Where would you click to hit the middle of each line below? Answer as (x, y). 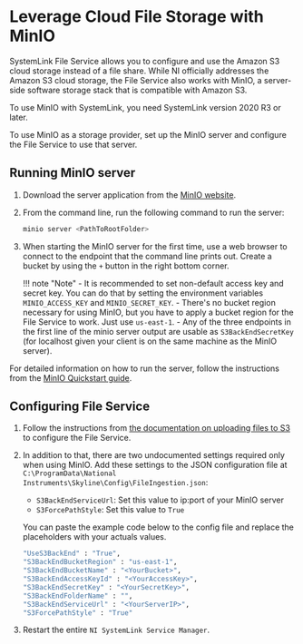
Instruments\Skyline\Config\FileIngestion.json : (115, 483)
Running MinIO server (73, 173)
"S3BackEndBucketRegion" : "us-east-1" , (100, 562)
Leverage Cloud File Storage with (137, 17)
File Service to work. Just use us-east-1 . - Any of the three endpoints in (157, 322)
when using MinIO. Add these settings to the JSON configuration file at (155, 465)
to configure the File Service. (77, 438)
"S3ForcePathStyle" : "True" (78, 613)
